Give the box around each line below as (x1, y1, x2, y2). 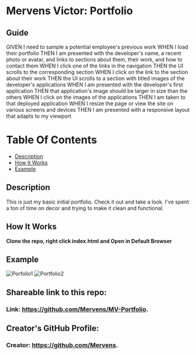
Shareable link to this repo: (6, 287, 107, 297)
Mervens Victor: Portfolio (6, 4, 133, 18)
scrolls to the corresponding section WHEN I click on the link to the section (6, 69, 188, 75)
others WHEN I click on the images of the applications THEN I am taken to (6, 93, 186, 101)
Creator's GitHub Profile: (6, 324, 99, 334)
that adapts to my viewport (6, 112, 72, 120)
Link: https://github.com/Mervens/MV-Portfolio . (6, 305, 149, 313)
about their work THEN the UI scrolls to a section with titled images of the (6, 75, 185, 82)
